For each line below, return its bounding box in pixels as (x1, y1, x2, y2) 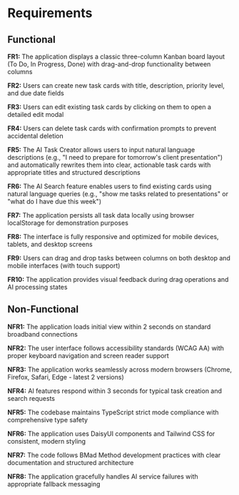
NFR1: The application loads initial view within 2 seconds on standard (7, 322, 211, 331)
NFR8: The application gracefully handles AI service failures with (7, 472, 198, 481)
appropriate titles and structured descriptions (7, 168, 141, 176)
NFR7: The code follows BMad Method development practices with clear (7, 451, 221, 459)
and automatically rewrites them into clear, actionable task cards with (7, 160, 211, 169)
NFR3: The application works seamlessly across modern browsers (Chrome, (7, 365, 232, 374)
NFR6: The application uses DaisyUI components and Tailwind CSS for (7, 429, 215, 438)
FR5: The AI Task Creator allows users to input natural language (7, 146, 195, 154)
